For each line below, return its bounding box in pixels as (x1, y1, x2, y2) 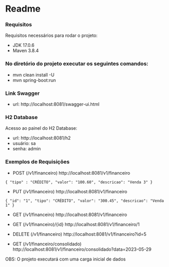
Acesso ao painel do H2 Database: (5, 125, 77, 131)
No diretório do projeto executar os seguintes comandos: (5, 60, 149, 67)
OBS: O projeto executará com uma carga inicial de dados (5, 256, 126, 262)
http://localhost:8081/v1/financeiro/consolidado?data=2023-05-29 (12, 246, 152, 252)
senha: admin (12, 146, 41, 152)
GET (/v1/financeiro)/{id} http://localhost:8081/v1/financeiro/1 (12, 221, 140, 227)
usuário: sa (12, 140, 36, 146)
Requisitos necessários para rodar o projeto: (5, 32, 98, 38)
